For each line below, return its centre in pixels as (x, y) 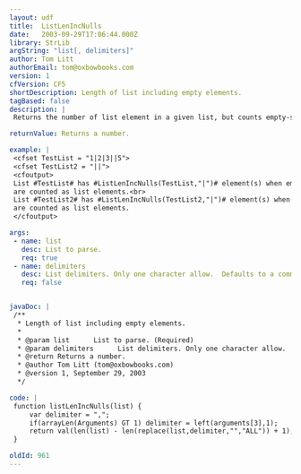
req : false (42, 283)
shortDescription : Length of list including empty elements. (126, 92)
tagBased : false (39, 101)
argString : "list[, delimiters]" (72, 51)
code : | (24, 398)
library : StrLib (39, 43)
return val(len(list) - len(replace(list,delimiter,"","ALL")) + (154, 431)
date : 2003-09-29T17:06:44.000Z (74, 34)
